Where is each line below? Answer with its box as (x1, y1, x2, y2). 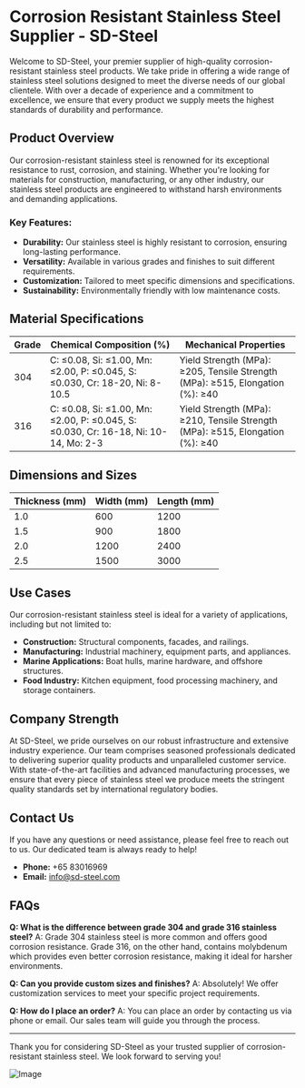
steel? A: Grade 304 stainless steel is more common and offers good (9, 931, 268, 942)
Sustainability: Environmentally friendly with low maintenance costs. (22, 285, 280, 297)
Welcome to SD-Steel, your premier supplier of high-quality (9, 55, 231, 66)
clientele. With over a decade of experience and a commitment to (9, 85, 254, 96)
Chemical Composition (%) (50, 338, 171, 351)
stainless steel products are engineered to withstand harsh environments (9, 184, 282, 195)
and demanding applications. (9, 193, 118, 204)
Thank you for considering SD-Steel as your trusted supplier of (9, 1041, 245, 1052)
